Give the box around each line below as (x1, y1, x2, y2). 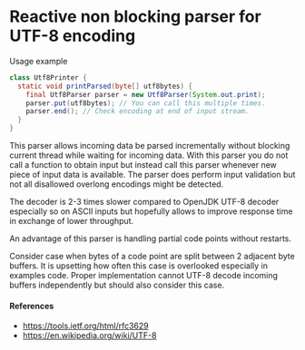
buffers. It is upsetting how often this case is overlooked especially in (9, 260, 268, 271)
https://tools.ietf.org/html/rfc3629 (22, 320, 150, 332)
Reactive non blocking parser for (9, 6, 261, 27)
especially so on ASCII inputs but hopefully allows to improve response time (9, 206, 293, 217)
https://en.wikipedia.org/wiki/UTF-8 (22, 330, 157, 341)
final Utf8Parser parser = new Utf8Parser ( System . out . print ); (25, 90, 266, 99)
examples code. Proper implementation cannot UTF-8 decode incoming (9, 270, 279, 281)
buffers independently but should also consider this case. (9, 279, 225, 291)
